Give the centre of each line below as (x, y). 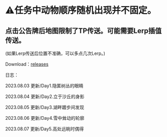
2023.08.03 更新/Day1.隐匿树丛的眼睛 (44, 86)
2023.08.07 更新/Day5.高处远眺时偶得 (45, 129)
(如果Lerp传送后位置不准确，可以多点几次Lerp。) (55, 53)
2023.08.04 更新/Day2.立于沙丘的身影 (45, 96)
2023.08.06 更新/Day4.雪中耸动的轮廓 (45, 118)
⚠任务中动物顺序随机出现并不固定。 (81, 10)
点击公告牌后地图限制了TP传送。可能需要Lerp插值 (83, 31)
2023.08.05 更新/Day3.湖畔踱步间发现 (45, 107)
